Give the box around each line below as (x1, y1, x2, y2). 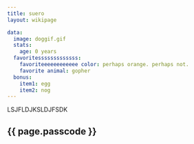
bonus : (13, 74, 32, 81)
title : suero (7, 10, 45, 17)
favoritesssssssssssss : (13, 54, 81, 62)
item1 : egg (19, 80, 51, 87)
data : (7, 29, 23, 36)
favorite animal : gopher (19, 67, 91, 74)
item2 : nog (19, 87, 51, 94)
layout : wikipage (7, 17, 57, 23)
